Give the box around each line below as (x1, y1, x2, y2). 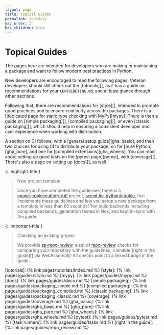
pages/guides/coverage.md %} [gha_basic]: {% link (5, 299, 110, 305)
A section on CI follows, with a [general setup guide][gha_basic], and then (5, 138, 154, 144)
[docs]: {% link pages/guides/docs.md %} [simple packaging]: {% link (5, 278, 147, 283)
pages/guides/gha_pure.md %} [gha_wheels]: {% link (5, 309, 113, 315)
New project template (17, 178, 61, 184)
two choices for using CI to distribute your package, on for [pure (5, 143, 135, 150)
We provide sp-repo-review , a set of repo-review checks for (17, 242, 139, 248)
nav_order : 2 (5, 21, 32, 26)
